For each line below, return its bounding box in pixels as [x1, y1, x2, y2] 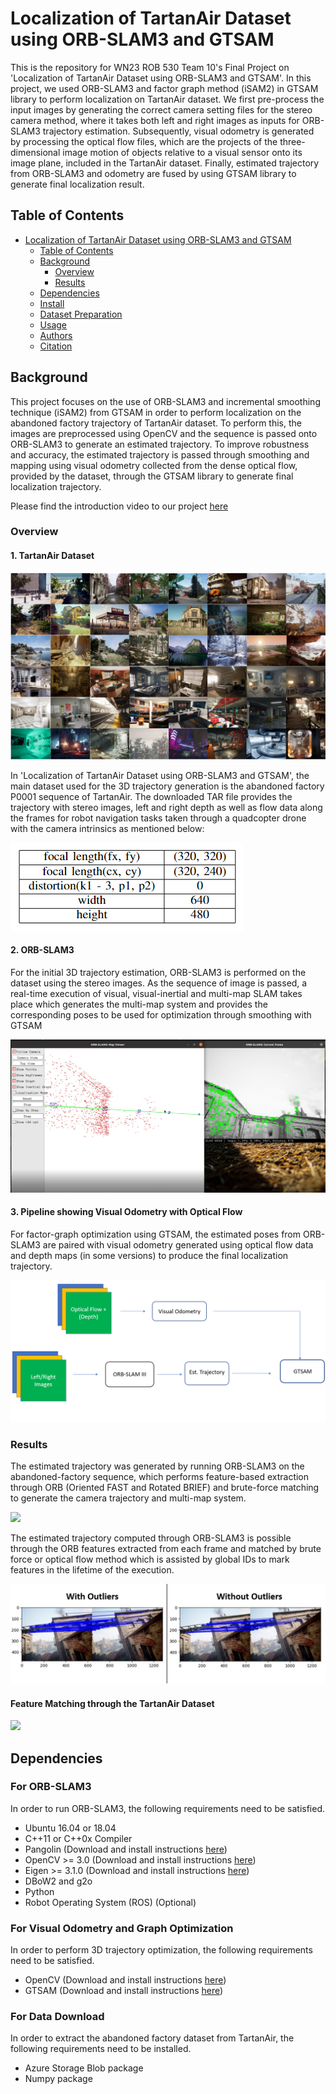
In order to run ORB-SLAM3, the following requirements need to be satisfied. [10, 1802, 326, 1814]
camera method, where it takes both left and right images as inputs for [10, 114, 300, 126]
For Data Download [10, 2010, 105, 2024]
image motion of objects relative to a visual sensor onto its [62, 146, 303, 158]
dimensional [10, 146, 61, 158]
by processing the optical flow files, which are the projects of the [10, 135, 278, 147]
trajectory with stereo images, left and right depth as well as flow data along [10, 801, 323, 813]
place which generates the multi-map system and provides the [10, 998, 268, 1010]
